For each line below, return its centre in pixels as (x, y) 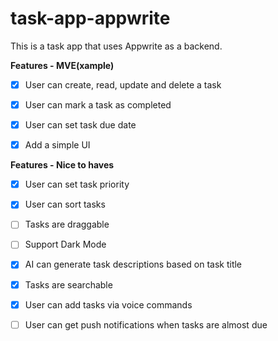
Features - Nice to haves (62, 165)
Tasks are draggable (67, 224)
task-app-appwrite (90, 18)
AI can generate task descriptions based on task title (133, 264)
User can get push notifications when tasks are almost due (146, 324)
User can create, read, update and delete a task (123, 84)
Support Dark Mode (65, 244)
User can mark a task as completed (98, 105)
